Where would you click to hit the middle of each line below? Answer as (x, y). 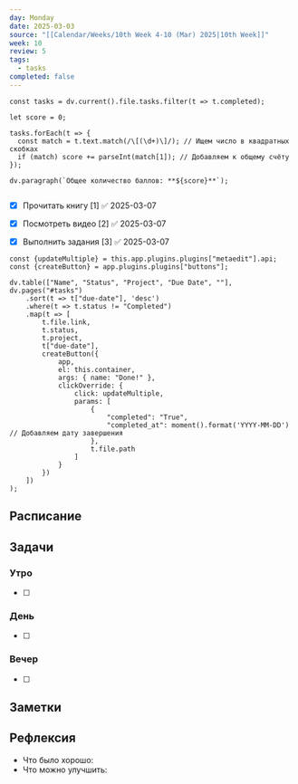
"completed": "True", (147, 417)
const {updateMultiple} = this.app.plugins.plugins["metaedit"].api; (144, 259)
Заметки (35, 708)
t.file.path (113, 449)
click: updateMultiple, (119, 393)
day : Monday (32, 18)
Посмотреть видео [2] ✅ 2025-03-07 (94, 224)
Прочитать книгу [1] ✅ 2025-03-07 (89, 206)
